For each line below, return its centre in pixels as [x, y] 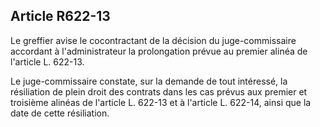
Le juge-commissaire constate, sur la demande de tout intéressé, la [149, 81]
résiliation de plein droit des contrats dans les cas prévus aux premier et [159, 91]
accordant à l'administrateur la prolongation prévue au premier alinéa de [159, 51]
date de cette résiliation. [60, 113]
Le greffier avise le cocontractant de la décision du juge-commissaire [153, 40]
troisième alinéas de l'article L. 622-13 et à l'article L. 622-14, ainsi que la [161, 102]
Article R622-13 [60, 16]
